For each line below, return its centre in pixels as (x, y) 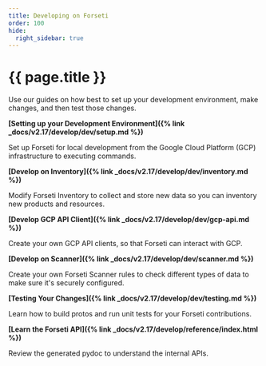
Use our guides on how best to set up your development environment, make (133, 100)
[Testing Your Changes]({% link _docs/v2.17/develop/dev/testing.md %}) (133, 298)
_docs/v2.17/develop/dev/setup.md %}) (76, 132)
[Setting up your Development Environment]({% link (97, 124)
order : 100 (26, 23)
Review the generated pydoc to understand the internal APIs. (109, 353)
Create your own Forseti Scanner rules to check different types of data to (129, 274)
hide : (17, 30)
